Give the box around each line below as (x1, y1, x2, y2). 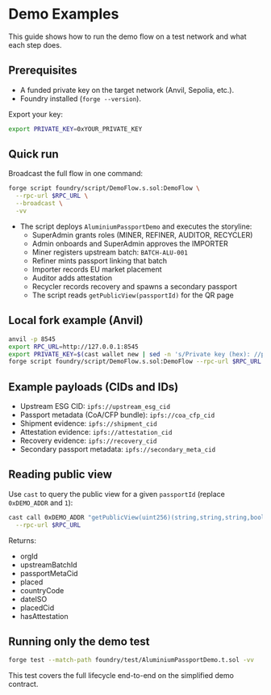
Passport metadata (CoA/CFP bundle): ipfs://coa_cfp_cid (19, 410, 215, 420)
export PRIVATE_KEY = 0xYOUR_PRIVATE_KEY (8, 124, 143, 133)
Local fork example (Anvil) (8, 314, 144, 327)
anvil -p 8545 (8, 335, 56, 343)
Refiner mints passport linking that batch (31, 255, 168, 265)
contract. (8, 680, 39, 689)
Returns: (8, 535, 37, 545)
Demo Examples (8, 5, 119, 23)
